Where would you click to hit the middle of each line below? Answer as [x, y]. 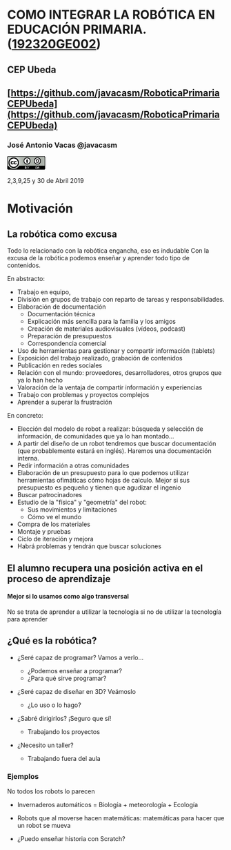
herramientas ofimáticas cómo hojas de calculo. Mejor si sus [103, 481]
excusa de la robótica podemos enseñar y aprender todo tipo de [98, 258]
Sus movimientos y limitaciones [72, 510]
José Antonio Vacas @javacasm [62, 145]
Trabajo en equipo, [44, 292]
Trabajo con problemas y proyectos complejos [83, 395]
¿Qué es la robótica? [52, 641]
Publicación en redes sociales [59, 365]
